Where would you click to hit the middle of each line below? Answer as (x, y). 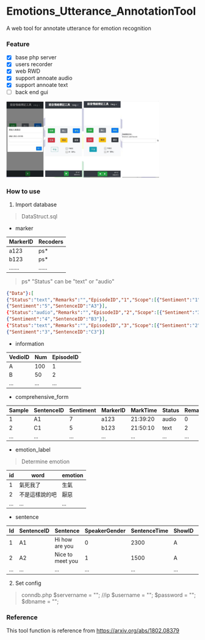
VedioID (19, 357)
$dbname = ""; (40, 601)
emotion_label (33, 450)
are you (64, 546)
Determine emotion (45, 462)
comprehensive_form (42, 396)
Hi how (63, 539)
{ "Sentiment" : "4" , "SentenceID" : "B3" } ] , (57, 319)
